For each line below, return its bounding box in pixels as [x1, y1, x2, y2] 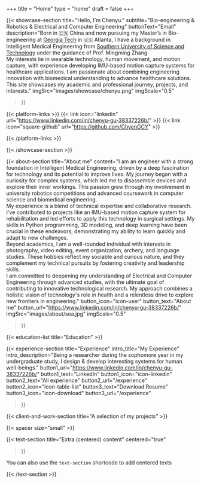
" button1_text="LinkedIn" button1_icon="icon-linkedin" [36, 371, 172, 377]
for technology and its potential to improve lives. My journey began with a [6, 170, 187, 178]
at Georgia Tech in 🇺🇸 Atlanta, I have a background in [36, 36, 171, 43]
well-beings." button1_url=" [6, 364, 73, 371]
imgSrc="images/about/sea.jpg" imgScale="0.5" [6, 310, 126, 317]
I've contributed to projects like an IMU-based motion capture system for [6, 209, 186, 216]
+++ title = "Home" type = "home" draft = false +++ [6, 5, 135, 12]
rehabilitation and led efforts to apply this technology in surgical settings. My [6, 215, 195, 222]
